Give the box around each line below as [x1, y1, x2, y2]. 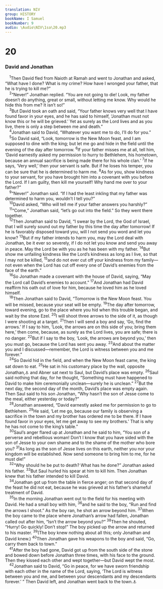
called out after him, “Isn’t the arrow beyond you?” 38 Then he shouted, [5, 518, 147, 524]
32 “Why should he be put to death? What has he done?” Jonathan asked [9, 461, 155, 468]
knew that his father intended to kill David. [5, 473, 90, 479]
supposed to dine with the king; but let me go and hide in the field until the [5, 141, 154, 146]
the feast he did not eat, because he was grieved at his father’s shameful [5, 484, 151, 490]
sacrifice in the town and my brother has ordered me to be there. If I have [5, 413, 152, 419]
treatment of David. [5, 489, 44, 495]
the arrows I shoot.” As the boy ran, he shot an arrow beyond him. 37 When [5, 507, 154, 513]
